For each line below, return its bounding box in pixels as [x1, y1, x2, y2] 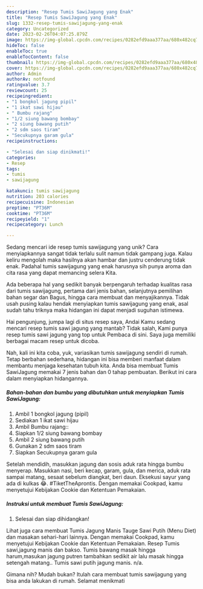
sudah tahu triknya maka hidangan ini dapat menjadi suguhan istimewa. [6, 306, 184, 314]
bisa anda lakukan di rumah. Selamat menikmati [6, 578, 125, 585]
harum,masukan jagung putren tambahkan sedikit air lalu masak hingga [6, 553, 184, 560]
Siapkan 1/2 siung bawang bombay [14, 430, 103, 437]
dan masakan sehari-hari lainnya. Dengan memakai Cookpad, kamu [6, 533, 175, 541]
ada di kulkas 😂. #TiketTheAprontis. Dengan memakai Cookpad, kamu [6, 480, 183, 487]
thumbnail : [6, 59, 34, 65]
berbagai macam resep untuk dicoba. [6, 338, 100, 345]
